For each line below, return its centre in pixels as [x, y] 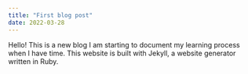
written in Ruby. [33, 61]
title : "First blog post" [50, 15]
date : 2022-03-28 [36, 23]
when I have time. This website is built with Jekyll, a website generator [122, 53]
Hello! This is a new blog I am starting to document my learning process [124, 44]
